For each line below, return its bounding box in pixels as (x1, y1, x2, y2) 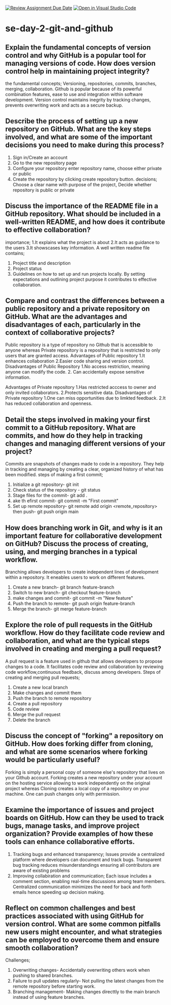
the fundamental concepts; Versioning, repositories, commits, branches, (5, 81, 157, 86)
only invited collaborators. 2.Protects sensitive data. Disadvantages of (5, 389, 152, 396)
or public (12, 170, 32, 177)
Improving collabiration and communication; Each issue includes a (12, 873, 152, 879)
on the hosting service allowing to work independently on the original (5, 780, 151, 786)
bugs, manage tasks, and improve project (5, 822, 140, 830)
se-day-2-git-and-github (5, 23, 113, 34)
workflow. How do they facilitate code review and (5, 628, 165, 638)
